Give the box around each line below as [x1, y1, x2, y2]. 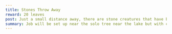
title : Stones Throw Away [5, 7, 60, 12]
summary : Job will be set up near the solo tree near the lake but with [5, 21, 164, 26]
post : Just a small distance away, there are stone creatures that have [5, 16, 164, 21]
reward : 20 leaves [5, 12, 45, 17]
